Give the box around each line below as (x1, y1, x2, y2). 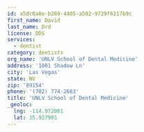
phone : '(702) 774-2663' (7, 88, 79, 95)
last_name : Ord (7, 23, 51, 30)
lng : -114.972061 (13, 108, 64, 115)
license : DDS (7, 29, 45, 37)
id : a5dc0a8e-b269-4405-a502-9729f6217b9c (7, 10, 132, 17)
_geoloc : (7, 101, 33, 108)
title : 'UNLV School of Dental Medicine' (7, 95, 129, 102)
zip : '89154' (7, 82, 45, 89)
